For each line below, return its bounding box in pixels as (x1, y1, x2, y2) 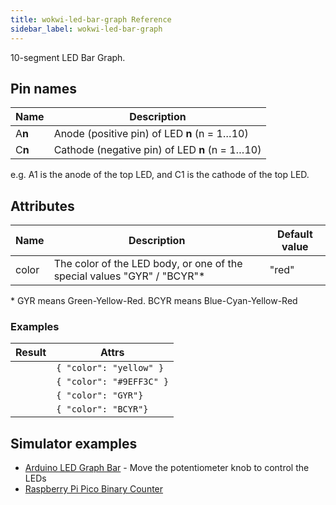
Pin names (10, 80, 78, 97)
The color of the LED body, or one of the (53, 257, 243, 271)
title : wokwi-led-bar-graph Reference (10, 14, 172, 25)
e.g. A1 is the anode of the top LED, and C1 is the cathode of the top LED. (10, 169, 310, 181)
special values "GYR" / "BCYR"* (53, 269, 206, 283)
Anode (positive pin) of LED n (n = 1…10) (53, 127, 249, 141)
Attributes (10, 197, 75, 215)
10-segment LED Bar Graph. (10, 51, 126, 63)
